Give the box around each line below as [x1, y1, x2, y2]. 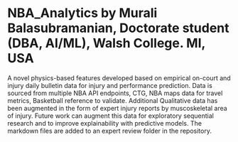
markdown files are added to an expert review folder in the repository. [7, 126, 212, 135]
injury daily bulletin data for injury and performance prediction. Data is [7, 81, 213, 89]
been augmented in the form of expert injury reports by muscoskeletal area [7, 104, 227, 112]
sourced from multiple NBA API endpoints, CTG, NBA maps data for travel [7, 89, 223, 97]
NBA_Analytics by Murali [7, 5, 158, 21]
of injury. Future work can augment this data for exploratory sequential [7, 111, 215, 120]
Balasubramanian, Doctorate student [7, 20, 229, 36]
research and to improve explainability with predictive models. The [7, 119, 202, 127]
